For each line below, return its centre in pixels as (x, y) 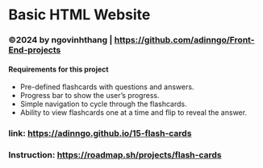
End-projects (35, 50)
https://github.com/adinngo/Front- (184, 40)
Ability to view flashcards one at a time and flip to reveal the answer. (134, 113)
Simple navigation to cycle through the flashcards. (103, 104)
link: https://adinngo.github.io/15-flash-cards (100, 133)
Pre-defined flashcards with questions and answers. (107, 87)
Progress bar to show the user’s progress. (90, 96)
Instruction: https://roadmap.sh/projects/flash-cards (115, 155)
